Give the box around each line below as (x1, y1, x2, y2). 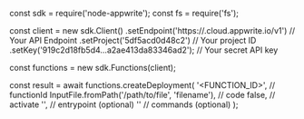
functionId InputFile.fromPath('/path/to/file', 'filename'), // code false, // (9, 90, 276, 100)
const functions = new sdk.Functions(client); (9, 63, 177, 73)
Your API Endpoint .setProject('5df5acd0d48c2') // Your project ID (9, 35, 257, 45)
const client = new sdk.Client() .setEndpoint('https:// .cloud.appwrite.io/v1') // (9, 25, 296, 35)
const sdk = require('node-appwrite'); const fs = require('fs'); (9, 8, 239, 18)
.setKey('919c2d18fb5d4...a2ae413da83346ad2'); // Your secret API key (9, 45, 279, 55)
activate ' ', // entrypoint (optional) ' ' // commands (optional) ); (9, 99, 239, 110)
